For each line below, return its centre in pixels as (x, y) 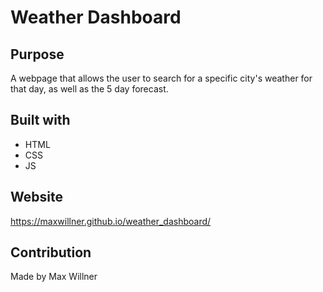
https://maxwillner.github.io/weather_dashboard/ (111, 221)
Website (36, 197)
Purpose (37, 54)
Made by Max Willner (54, 277)
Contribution (51, 252)
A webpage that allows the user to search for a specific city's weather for (161, 78)
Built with (40, 120)
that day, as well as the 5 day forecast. (89, 89)
